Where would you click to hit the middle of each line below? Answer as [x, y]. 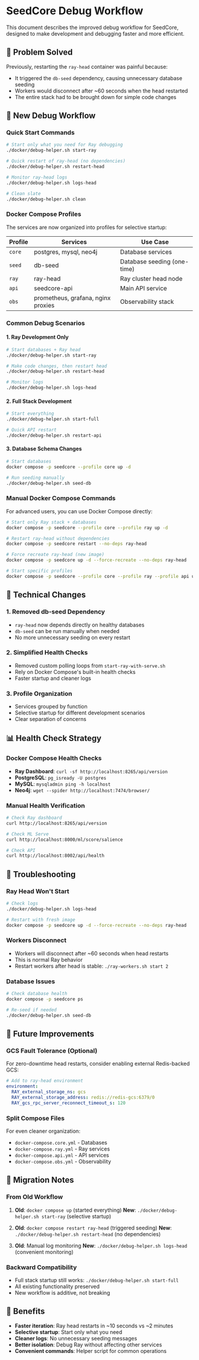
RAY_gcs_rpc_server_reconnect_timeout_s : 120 [69, 1103]
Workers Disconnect [36, 940]
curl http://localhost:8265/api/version [57, 823]
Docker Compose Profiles [44, 214]
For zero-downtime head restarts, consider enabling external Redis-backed [98, 1064]
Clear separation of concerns [51, 719]
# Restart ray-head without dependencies [58, 538]
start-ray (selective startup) [76, 1216]
